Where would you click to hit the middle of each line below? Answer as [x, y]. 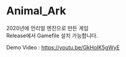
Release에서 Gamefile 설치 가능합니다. [52, 35]
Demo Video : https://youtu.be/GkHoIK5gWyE [63, 47]
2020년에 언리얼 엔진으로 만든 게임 [47, 28]
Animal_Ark [36, 11]
